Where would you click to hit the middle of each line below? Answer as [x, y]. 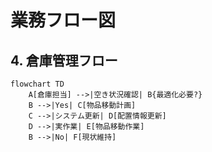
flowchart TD [37, 84]
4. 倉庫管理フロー [64, 60]
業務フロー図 [63, 20]
